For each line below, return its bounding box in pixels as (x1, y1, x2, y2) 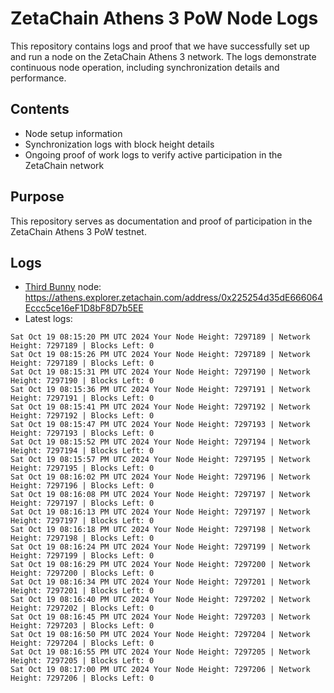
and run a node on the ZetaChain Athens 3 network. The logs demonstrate (10, 50, 317, 62)
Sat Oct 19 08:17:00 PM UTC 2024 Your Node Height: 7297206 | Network (10, 665, 311, 675)
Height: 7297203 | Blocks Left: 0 (10, 621, 155, 631)
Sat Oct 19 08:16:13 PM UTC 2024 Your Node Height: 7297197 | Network (10, 507, 311, 517)
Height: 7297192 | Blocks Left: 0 (10, 411, 155, 421)
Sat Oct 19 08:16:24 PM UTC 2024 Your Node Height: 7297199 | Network (10, 542, 311, 552)
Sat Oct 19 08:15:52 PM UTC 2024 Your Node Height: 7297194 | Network (10, 437, 311, 447)
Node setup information (24, 127, 123, 139)
